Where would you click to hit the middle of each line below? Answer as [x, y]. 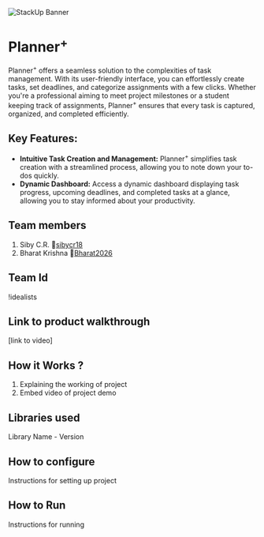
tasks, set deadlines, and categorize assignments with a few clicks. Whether [132, 87]
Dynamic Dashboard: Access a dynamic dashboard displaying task [129, 184]
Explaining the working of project [73, 385]
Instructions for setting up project [62, 480]
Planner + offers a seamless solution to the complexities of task [110, 69]
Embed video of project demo [68, 393]
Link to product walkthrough [79, 322]
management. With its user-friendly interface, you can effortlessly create [126, 78]
